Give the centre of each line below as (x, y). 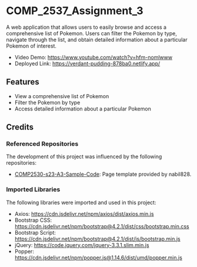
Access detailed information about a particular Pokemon (83, 109)
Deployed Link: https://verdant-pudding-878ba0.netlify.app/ (87, 64)
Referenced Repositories (42, 144)
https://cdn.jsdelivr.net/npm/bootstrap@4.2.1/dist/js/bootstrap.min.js (97, 239)
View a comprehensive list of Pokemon (62, 96)
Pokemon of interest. (31, 46)
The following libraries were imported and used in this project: (81, 202)
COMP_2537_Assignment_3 (75, 11)
